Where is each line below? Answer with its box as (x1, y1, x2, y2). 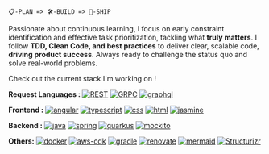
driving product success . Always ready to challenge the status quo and (8, 50, 248, 59)
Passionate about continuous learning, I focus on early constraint (8, 24, 225, 33)
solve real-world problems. (8, 58, 98, 68)
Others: (8, 136, 35, 146)
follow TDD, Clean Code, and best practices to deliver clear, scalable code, (8, 41, 259, 51)
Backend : (8, 121, 43, 130)
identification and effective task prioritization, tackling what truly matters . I (8, 32, 258, 42)
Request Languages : (8, 89, 81, 99)
